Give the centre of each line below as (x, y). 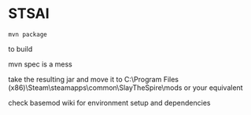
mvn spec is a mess (40, 64)
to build (20, 49)
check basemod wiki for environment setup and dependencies (109, 102)
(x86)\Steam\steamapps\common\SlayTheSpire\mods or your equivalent (125, 88)
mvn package (28, 34)
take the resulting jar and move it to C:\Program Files (94, 79)
